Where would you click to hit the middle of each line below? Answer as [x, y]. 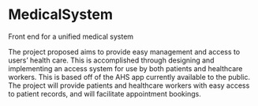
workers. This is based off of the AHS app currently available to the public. [129, 77]
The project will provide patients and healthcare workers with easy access [129, 85]
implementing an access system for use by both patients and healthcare [125, 68]
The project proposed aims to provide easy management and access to [124, 51]
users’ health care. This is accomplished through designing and [111, 60]
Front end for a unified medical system [71, 36]
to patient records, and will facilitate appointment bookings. [105, 93]
